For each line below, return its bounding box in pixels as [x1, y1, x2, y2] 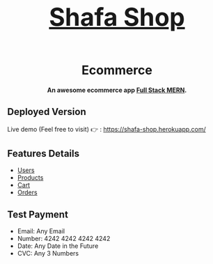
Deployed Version [7, 106, 86, 118]
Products [17, 173, 44, 182]
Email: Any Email [17, 227, 65, 235]
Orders [17, 188, 38, 196]
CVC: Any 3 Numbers [17, 249, 79, 258]
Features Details [7, 148, 80, 160]
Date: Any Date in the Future [17, 242, 99, 250]
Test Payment [7, 208, 68, 220]
